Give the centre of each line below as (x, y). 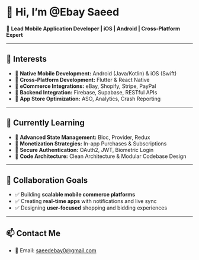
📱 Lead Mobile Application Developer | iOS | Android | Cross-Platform (93, 28)
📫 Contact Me (33, 233)
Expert (15, 34)
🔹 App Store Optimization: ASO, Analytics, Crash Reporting (88, 99)
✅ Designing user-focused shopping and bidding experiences (91, 208)
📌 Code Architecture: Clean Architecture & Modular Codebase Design (100, 156)
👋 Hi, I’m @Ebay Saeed (63, 12)
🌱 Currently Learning (45, 123)
